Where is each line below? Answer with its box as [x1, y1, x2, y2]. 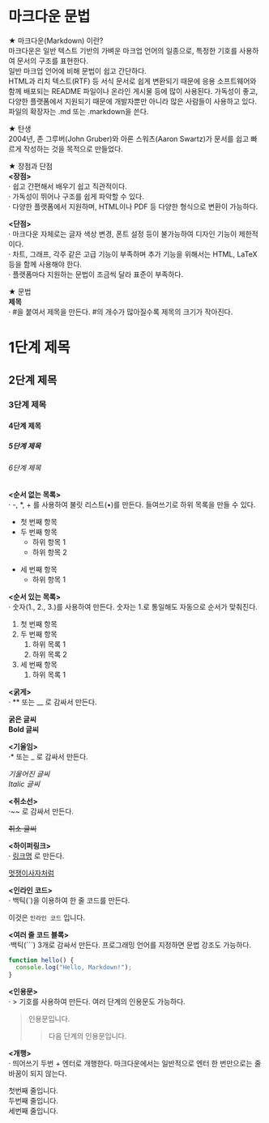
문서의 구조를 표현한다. [16, 56, 89, 66]
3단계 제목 [8, 399, 47, 410]
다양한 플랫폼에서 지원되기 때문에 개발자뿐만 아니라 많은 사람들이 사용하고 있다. [8, 96, 258, 106]
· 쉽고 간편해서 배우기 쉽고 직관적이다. [8, 181, 127, 191]
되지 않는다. [29, 1069, 67, 1078]
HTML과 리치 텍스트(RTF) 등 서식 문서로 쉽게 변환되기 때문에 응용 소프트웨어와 [8, 76, 257, 86]
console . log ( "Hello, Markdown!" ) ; [15, 963, 132, 972]
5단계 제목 [8, 440, 41, 450]
